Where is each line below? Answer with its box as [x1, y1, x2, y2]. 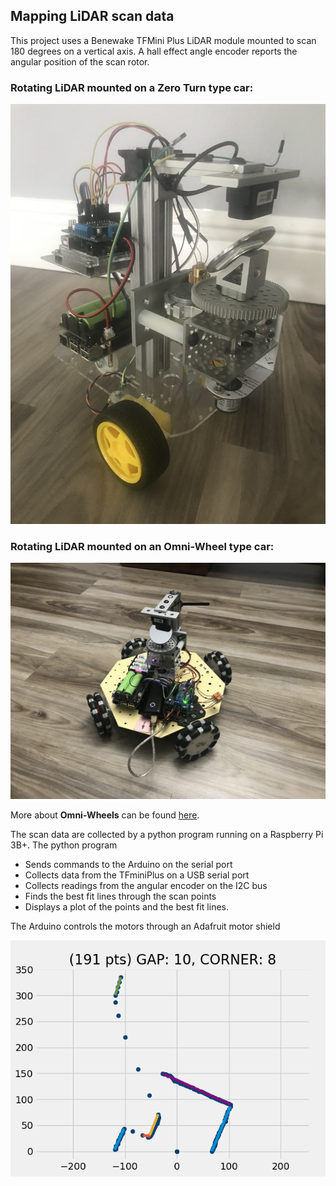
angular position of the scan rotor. [10, 55, 150, 68]
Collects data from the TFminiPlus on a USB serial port [24, 869, 250, 881]
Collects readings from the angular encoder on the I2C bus [24, 880, 268, 892]
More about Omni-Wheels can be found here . [10, 809, 200, 821]
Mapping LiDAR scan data [10, 8, 175, 25]
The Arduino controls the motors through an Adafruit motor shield [10, 920, 281, 933]
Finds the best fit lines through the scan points [24, 890, 217, 903]
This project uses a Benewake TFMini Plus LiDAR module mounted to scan [10, 34, 317, 46]
